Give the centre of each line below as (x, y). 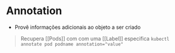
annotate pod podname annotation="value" (72, 44)
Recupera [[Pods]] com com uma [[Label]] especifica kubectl (95, 38)
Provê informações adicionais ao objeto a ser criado (78, 27)
